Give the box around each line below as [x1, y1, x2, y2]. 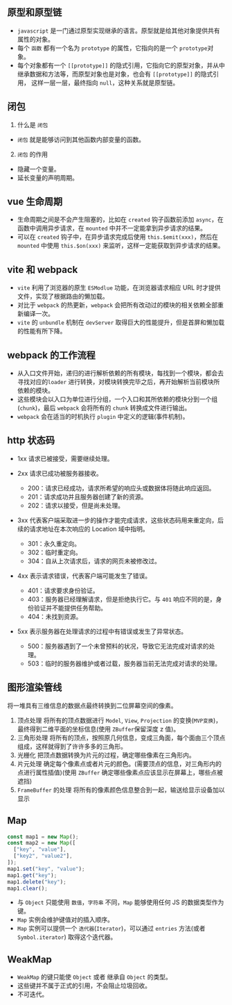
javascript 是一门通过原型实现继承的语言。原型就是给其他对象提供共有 [17, 26, 220, 35]
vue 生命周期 [7, 196, 63, 208]
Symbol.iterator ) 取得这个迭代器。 [17, 933, 117, 941]
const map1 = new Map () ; [7, 833, 79, 840]
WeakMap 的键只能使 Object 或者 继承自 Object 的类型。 [17, 973, 172, 981]
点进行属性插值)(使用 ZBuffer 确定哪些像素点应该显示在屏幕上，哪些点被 [17, 768, 224, 776]
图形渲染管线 [7, 681, 62, 693]
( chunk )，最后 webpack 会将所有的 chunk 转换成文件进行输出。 [17, 404, 191, 412]
